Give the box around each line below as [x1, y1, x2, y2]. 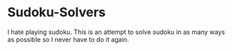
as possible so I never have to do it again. [7, 35, 130, 43]
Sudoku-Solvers [7, 4, 106, 21]
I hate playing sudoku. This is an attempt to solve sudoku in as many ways [7, 28, 226, 36]
